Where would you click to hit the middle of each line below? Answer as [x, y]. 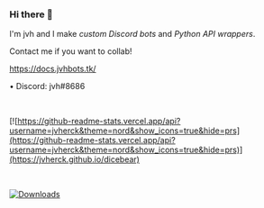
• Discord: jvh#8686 [47, 86]
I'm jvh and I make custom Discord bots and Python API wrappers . [132, 34]
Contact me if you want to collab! [71, 51]
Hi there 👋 [32, 14]
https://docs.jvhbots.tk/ [53, 69]
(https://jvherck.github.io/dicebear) [74, 159]
